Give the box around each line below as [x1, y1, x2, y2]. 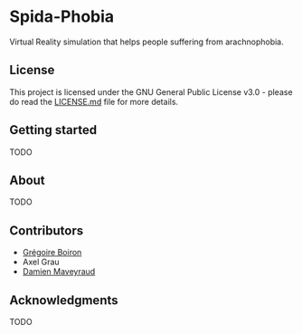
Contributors [9, 223, 84, 238]
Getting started [9, 122, 98, 138]
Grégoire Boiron [22, 247, 82, 258]
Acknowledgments [9, 292, 119, 308]
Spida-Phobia [9, 6, 115, 27]
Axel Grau [22, 256, 61, 268]
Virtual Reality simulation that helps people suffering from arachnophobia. [9, 36, 284, 47]
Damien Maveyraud [22, 266, 96, 277]
